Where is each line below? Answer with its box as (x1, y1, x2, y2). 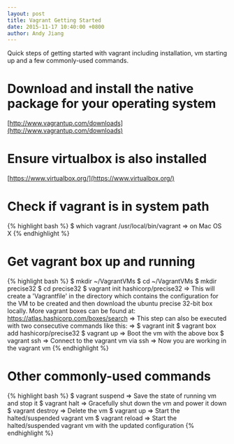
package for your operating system (7, 96, 217, 112)
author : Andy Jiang (7, 29, 64, 37)
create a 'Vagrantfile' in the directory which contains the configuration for (7, 292, 219, 300)
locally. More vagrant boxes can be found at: (7, 307, 136, 315)
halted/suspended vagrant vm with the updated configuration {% (7, 421, 195, 429)
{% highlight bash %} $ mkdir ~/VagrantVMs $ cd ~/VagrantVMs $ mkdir (7, 277, 217, 285)
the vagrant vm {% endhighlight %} (7, 344, 110, 352)
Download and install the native (7, 81, 194, 97)
